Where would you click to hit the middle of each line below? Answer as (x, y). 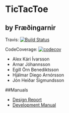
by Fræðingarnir (31, 28)
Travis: (12, 39)
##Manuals (17, 90)
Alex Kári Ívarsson (31, 59)
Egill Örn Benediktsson (35, 69)
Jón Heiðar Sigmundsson (38, 80)
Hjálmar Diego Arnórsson (38, 75)
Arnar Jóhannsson (31, 64)
